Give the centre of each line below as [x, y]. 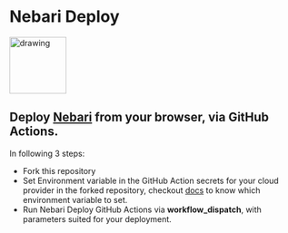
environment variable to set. [75, 199]
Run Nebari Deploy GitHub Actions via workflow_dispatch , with [142, 209]
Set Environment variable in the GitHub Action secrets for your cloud [150, 180]
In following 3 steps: [47, 153]
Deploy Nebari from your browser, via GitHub [139, 117]
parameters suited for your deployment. [97, 218]
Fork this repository [59, 170]
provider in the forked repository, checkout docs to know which [141, 190]
